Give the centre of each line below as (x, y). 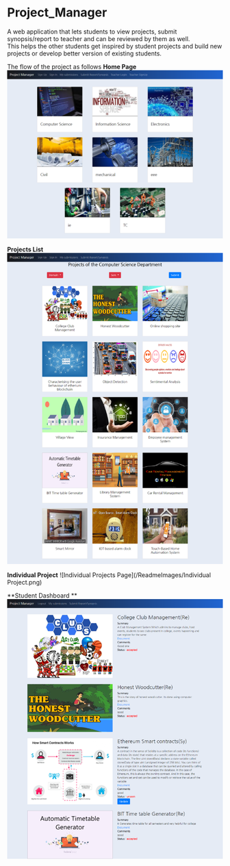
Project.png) (25, 582)
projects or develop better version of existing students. (85, 53)
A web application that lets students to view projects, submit (92, 31)
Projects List (25, 249)
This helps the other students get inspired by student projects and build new (115, 46)
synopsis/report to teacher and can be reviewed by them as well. (99, 38)
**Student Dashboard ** (42, 595)
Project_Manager (57, 13)
